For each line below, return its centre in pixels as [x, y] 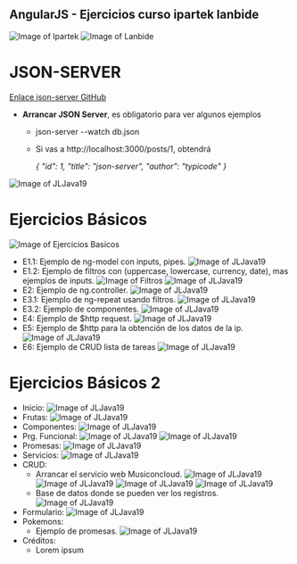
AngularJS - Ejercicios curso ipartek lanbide [134, 15]
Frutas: [35, 417]
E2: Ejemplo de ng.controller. [75, 290]
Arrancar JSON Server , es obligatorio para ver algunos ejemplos [141, 114]
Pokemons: [43, 521]
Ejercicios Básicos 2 [85, 382]
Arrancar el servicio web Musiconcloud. [109, 474]
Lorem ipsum [60, 550]
